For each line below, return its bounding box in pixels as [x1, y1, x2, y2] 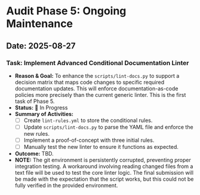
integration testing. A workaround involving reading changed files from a [14, 163, 193, 170]
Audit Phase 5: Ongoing [6, 4, 127, 18]
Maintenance [6, 17, 73, 31]
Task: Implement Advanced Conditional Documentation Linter [6, 59, 189, 67]
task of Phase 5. [14, 97, 55, 105]
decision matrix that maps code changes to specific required [14, 78, 165, 86]
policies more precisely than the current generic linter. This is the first [14, 91, 186, 98]
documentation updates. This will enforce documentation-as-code [14, 85, 179, 92]
